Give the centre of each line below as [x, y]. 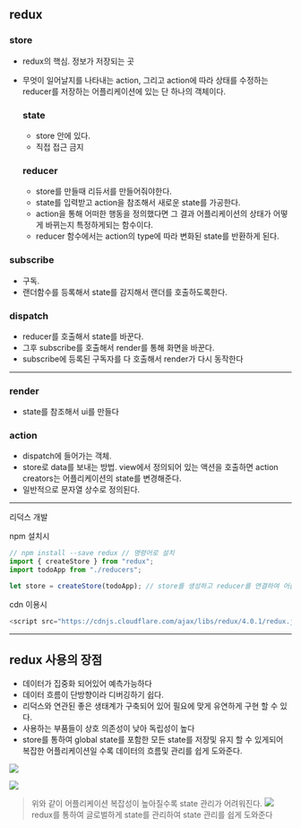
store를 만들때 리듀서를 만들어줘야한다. [104, 191]
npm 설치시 [30, 536]
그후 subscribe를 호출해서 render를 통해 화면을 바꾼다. [118, 347]
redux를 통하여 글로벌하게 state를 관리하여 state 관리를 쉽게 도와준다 [152, 815]
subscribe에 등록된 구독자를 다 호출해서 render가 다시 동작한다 [133, 359]
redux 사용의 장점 [56, 660]
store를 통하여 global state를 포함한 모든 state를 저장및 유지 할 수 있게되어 [153, 739]
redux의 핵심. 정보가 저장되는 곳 [78, 61]
